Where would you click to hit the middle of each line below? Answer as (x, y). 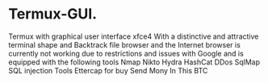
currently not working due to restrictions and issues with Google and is (126, 53)
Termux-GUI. (53, 14)
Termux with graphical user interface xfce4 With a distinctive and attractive (134, 36)
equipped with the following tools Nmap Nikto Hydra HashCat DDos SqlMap (134, 62)
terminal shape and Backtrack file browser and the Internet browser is (124, 44)
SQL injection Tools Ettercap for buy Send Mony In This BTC (108, 70)
